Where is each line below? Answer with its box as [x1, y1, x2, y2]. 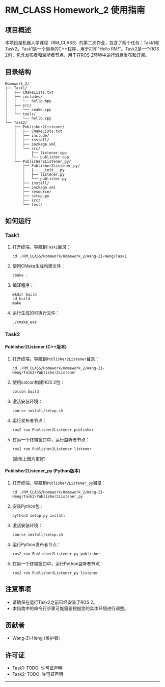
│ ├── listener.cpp [14, 150, 67, 155]
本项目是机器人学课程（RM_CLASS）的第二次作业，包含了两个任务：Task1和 [5, 40, 160, 45]
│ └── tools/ [5, 112, 36, 116]
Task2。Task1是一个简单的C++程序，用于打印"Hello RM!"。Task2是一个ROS [5, 46, 160, 52]
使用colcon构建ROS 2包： [12, 379, 65, 385]
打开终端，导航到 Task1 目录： [12, 244, 71, 250]
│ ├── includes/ [5, 94, 43, 99]
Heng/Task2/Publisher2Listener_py [12, 494, 83, 499]
